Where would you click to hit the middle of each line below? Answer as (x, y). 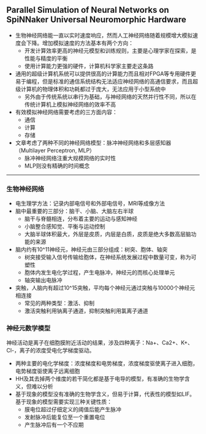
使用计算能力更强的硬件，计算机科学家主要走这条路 (89, 66)
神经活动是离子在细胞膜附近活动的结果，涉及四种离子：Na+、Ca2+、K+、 (100, 343)
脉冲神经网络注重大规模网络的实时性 (70, 158)
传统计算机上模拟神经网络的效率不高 (70, 104)
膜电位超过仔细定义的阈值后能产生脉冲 (73, 409)
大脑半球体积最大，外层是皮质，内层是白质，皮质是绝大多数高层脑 (108, 234)
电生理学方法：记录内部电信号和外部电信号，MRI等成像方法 (90, 203)
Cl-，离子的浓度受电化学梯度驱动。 (51, 351)
